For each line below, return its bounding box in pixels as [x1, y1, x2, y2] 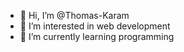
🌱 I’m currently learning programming [19, 31, 175, 42]
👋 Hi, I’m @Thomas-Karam [19, 10, 130, 21]
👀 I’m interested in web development [19, 20, 171, 32]
